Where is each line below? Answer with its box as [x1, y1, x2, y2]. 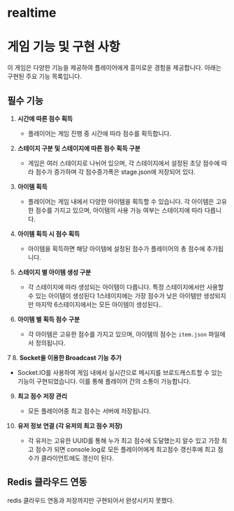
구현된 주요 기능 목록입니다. [7, 72, 82, 81]
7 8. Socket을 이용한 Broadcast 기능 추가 [7, 353, 122, 362]
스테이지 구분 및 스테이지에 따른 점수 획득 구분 [17, 144, 141, 152]
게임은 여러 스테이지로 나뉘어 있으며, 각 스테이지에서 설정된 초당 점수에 [27, 158, 220, 167]
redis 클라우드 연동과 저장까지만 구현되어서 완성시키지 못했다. [7, 496, 175, 504]
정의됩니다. [35, 339, 66, 347]
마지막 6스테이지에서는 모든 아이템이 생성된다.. [35, 300, 163, 309]
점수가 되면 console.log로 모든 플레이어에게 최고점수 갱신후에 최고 [35, 445, 217, 453]
